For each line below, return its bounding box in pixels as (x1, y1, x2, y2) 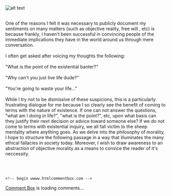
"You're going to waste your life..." (5, 85, 78, 92)
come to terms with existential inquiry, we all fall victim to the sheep (5, 123, 148, 129)
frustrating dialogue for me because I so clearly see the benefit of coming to (5, 102, 166, 107)
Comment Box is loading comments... (5, 185, 84, 191)
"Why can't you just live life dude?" (5, 75, 79, 80)
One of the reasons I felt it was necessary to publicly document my (5, 20, 146, 26)
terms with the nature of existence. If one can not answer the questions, (5, 107, 157, 113)
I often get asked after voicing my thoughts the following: (5, 53, 125, 59)
